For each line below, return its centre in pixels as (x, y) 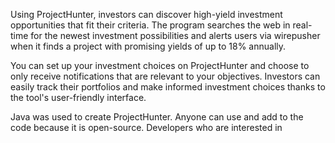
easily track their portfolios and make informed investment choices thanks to (168, 87)
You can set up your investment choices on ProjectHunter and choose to (160, 65)
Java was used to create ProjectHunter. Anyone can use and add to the (157, 117)
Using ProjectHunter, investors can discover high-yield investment (146, 14)
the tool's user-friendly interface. (78, 97)
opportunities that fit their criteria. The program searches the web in (150, 25)
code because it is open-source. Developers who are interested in (146, 127)
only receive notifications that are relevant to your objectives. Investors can (165, 76)
